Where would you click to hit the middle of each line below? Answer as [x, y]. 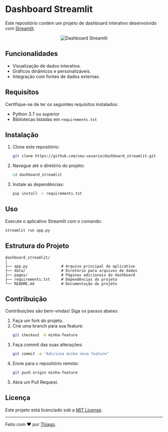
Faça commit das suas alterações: [48, 345]
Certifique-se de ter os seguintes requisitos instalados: [62, 104]
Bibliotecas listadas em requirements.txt [55, 119]
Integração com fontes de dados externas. [56, 76]
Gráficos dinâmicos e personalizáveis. [51, 71]
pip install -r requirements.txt [47, 193]
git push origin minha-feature [45, 373]
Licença [18, 398]
